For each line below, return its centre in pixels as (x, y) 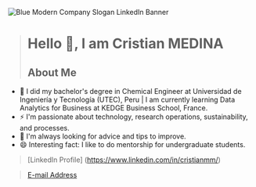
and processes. (44, 128)
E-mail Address (52, 175)
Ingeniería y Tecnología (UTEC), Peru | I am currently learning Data (127, 99)
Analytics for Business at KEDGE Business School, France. (114, 108)
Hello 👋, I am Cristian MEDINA (125, 44)
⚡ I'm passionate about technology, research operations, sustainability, (133, 117)
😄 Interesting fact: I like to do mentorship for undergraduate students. (132, 144)
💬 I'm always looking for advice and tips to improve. (103, 136)
